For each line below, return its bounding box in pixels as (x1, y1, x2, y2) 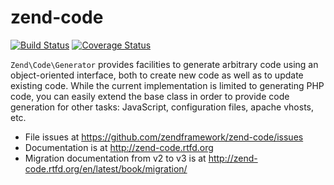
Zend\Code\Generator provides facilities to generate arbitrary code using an (10, 58, 319, 70)
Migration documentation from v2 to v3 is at (24, 152, 207, 164)
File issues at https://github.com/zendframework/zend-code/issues (24, 131, 304, 143)
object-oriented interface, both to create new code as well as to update (10, 69, 304, 81)
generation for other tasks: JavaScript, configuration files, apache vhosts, (10, 101, 315, 113)
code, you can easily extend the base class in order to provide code (10, 90, 290, 102)
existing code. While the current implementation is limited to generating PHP (10, 79, 325, 91)
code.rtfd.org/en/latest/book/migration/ (24, 162, 188, 175)
